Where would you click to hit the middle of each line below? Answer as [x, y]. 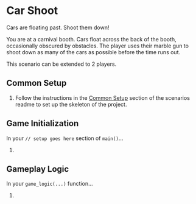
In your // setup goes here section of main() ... [65, 138]
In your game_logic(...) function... [50, 184]
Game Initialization [43, 123]
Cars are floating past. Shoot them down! [58, 27]
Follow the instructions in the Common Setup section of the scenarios [103, 97]
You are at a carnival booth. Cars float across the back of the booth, [91, 39]
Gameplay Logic [38, 169]
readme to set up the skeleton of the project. [71, 104]
